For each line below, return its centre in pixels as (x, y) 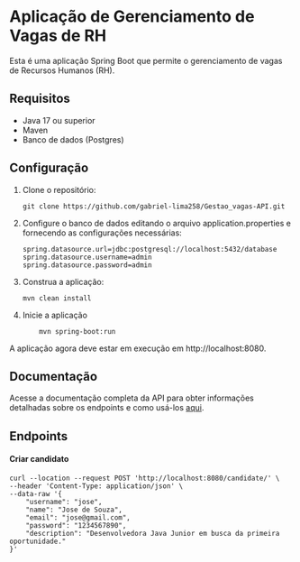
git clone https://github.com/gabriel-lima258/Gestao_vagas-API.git (154, 206)
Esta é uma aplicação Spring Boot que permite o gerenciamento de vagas (146, 60)
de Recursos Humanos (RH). (62, 70)
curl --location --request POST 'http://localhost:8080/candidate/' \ (145, 478)
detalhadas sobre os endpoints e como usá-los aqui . (107, 408)
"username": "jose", (64, 502)
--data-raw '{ (36, 493)
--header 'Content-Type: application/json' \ (96, 486)
